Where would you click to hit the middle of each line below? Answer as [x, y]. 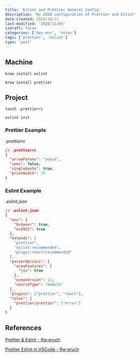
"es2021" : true [30, 229]
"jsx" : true [31, 271]
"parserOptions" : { [30, 262]
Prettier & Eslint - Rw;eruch [33, 340]
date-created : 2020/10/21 [32, 19]
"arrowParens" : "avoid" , [35, 160]
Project [17, 97]
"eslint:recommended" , [37, 248]
